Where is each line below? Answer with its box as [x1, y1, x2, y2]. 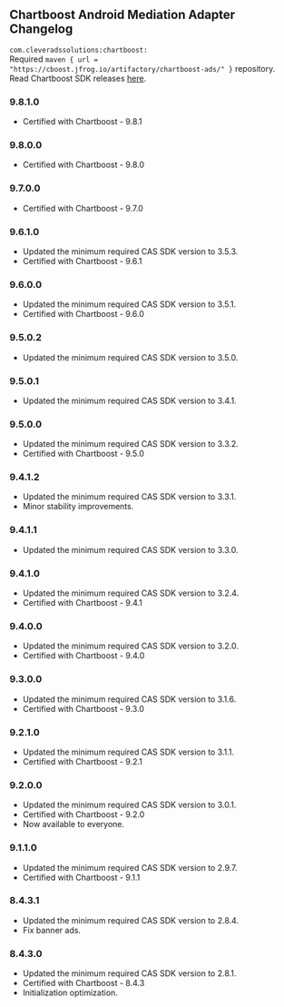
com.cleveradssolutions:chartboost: [9, 45, 148, 54]
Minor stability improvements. [22, 501, 134, 512]
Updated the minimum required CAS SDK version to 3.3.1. [22, 491, 237, 502]
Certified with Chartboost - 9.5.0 [22, 449, 145, 459]
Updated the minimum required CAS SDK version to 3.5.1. [22, 299, 237, 310]
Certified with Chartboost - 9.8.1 [22, 116, 142, 127]
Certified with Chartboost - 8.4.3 [22, 978, 145, 989]
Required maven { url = [9, 54, 98, 64]
